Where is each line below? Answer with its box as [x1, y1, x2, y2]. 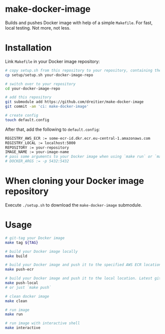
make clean [5, 299, 27, 304]
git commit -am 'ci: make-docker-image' [5, 104, 89, 109]
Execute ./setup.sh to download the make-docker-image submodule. [5, 202, 142, 208]
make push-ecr [5, 267, 34, 272]
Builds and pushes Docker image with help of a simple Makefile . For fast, [5, 20, 153, 26]
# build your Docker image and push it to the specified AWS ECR [5, 262, 141, 268]
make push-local [5, 280, 38, 285]
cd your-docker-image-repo [5, 86, 60, 91]
